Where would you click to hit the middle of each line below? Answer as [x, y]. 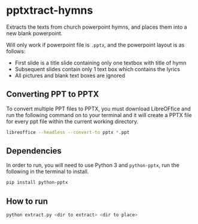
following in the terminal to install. [48, 171]
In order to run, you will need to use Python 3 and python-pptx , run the [93, 165]
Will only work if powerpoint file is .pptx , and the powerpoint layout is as [95, 45]
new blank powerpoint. [34, 33]
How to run [27, 201]
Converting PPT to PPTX [53, 94]
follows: [16, 51]
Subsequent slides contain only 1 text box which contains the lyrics [98, 69]
